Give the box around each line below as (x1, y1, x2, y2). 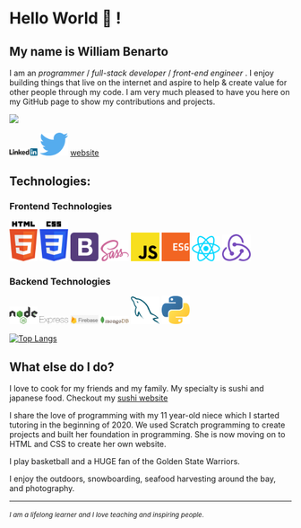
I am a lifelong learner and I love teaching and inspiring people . (9, 511, 204, 520)
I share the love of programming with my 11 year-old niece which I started (9, 410, 280, 421)
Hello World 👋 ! (9, 8, 122, 29)
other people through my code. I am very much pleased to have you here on (9, 87, 290, 97)
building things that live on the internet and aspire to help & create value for (9, 77, 288, 88)
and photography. (9, 483, 75, 494)
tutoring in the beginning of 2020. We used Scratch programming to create (9, 419, 286, 430)
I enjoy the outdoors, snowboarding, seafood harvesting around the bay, (9, 473, 276, 484)
